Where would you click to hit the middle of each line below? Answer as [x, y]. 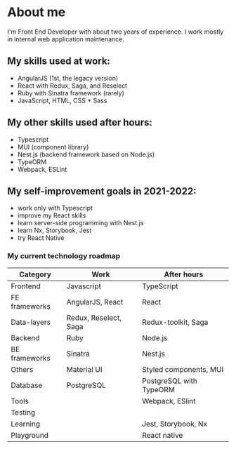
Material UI [85, 369]
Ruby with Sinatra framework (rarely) [71, 93]
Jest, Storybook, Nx [175, 424]
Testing [23, 413]
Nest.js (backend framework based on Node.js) [86, 154]
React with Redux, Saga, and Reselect [72, 86]
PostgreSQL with [170, 381]
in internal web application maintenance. [66, 39]
